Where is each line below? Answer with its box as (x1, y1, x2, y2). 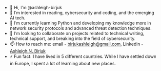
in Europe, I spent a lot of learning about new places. (9, 61, 116, 66)
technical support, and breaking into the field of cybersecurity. (9, 35, 136, 41)
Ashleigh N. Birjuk (9, 48, 46, 53)
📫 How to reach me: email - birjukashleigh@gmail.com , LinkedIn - (9, 41, 143, 47)
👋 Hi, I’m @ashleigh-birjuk (9, 5, 62, 10)
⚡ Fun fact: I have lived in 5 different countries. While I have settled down (9, 53, 157, 59)
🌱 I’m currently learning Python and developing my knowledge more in (9, 20, 151, 26)
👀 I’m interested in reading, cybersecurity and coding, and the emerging (9, 10, 155, 16)
